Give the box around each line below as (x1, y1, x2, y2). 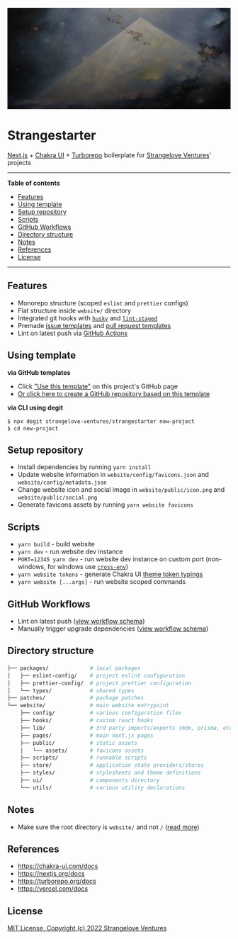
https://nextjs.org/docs (17, 870, 85, 878)
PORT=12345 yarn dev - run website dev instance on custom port (17, 555, 204, 563)
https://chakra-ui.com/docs (17, 862, 98, 870)
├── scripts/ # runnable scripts (20, 754, 147, 762)
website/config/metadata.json (17, 479, 108, 486)
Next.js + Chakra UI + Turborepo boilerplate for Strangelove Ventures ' (7, 151, 212, 159)
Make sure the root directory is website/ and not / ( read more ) (17, 823, 200, 831)
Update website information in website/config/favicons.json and (17, 471, 209, 479)
